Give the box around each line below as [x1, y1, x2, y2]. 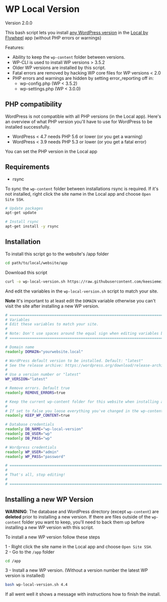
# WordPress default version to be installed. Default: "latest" [5, 358, 143, 363]
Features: [5, 44, 25, 50]
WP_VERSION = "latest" [5, 376, 48, 382]
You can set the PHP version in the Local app [5, 148, 98, 154]
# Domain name [5, 344, 35, 350]
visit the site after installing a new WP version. [5, 303, 99, 309]
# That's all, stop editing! [5, 472, 66, 477]
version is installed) [5, 573, 45, 579]
